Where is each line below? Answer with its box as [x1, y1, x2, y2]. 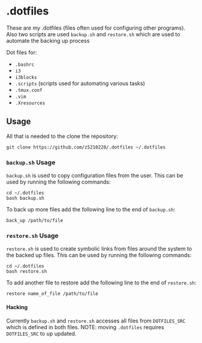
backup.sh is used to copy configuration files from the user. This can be [6, 172, 183, 179]
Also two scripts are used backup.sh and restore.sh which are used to [6, 30, 181, 37]
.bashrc [14, 62, 34, 68]
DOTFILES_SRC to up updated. [6, 330, 77, 337]
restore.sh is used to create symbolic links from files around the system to [6, 245, 192, 252]
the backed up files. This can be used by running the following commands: [6, 252, 192, 259]
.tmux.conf [14, 87, 43, 93]
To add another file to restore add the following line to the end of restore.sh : [6, 279, 197, 286]
